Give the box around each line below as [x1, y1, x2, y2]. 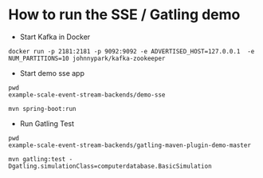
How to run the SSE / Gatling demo [8, 6, 241, 24]
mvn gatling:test [8, 155, 66, 163]
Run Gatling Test [19, 118, 74, 129]
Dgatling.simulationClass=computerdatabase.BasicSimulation [8, 162, 213, 170]
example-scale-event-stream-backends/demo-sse [8, 90, 166, 99]
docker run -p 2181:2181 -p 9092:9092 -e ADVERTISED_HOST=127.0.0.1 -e [8, 47, 255, 55]
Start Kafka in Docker [19, 32, 91, 42]
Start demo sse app [19, 68, 85, 77]
